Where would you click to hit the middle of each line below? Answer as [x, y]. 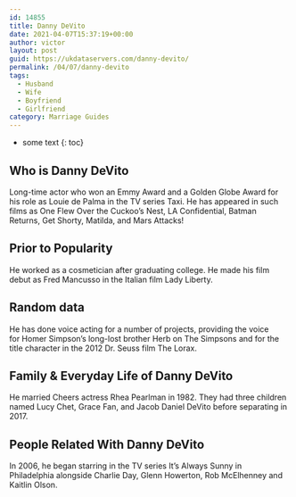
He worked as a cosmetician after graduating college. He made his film [140, 269]
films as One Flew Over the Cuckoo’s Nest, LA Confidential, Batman [133, 211]
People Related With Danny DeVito [107, 444]
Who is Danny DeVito [69, 170]
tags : [19, 76]
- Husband [35, 84]
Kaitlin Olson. [33, 485]
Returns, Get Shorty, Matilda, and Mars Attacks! [97, 220]
